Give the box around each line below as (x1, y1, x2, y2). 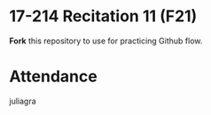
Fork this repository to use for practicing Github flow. (9, 35, 203, 46)
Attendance (9, 66, 98, 87)
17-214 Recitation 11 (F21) (9, 6, 198, 27)
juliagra (9, 96, 37, 106)
